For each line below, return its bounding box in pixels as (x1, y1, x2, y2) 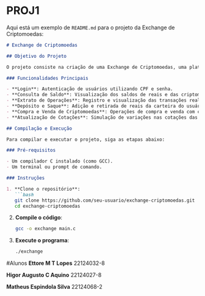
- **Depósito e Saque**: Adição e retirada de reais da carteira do (6, 103, 184, 110)
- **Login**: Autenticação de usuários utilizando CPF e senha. (6, 86, 173, 92)
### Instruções (6, 175, 45, 181)
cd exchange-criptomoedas (14, 203, 81, 209)
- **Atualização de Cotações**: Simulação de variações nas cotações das (6, 114, 198, 121)
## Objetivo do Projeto (6, 53, 67, 59)
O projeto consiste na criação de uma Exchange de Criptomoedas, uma (6, 64, 187, 70)
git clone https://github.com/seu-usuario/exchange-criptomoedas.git (14, 197, 195, 203)
